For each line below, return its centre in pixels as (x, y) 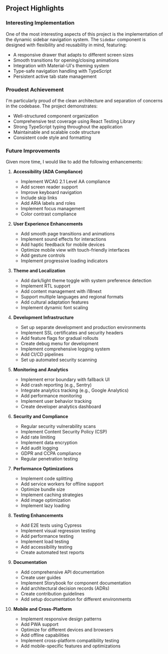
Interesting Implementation (40, 23)
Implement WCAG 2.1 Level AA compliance (65, 182)
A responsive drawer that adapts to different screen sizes (73, 54)
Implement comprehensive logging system (65, 349)
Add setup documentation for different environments (76, 599)
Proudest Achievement (35, 90)
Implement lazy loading (45, 506)
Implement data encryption (49, 443)
